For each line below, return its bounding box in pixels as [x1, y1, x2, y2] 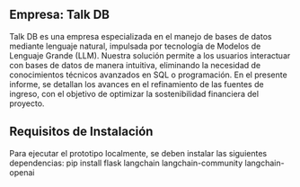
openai [9, 166, 35, 178]
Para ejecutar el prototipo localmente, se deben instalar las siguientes [9, 147, 268, 158]
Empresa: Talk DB [9, 7, 110, 22]
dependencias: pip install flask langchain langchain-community [9, 157, 243, 168]
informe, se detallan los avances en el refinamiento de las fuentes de [9, 78, 264, 89]
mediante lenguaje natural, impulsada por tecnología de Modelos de [9, 40, 261, 51]
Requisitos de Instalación [9, 124, 154, 139]
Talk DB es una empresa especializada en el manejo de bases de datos [9, 31, 272, 41]
